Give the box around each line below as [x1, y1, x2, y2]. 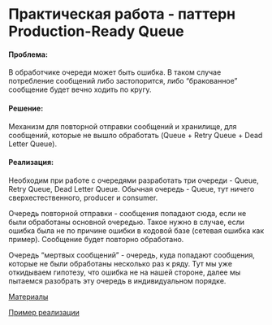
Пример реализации [8, 307, 80, 317]
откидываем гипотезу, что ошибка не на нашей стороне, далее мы [8, 267, 241, 277]
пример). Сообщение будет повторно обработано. [8, 234, 184, 244]
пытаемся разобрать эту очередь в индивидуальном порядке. [8, 275, 227, 285]
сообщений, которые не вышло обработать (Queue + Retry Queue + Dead [8, 130, 263, 140]
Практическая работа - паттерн [8, 5, 236, 24]
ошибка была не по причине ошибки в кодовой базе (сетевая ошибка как [8, 225, 265, 236]
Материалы [8, 292, 49, 301]
